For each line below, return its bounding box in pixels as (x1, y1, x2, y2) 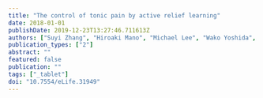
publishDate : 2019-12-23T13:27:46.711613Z (8, 26, 150, 34)
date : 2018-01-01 (8, 19, 66, 27)
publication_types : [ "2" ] (8, 41, 93, 49)
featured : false (8, 56, 62, 64)
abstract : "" (8, 48, 51, 56)
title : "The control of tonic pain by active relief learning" (8, 11, 221, 20)
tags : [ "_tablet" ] (8, 70, 69, 78)
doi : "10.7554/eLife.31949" (8, 77, 101, 85)
